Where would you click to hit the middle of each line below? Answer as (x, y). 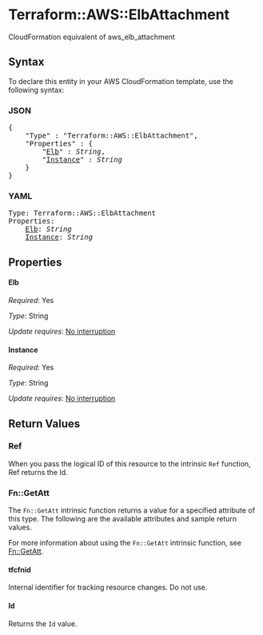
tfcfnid (20, 569)
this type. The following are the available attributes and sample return (123, 519)
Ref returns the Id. (38, 472)
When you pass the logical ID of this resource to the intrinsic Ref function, (130, 463)
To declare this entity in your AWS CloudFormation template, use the (121, 81)
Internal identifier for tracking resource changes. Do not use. (108, 587)
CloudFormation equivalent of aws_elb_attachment (92, 37)
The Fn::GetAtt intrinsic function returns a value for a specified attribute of (132, 510)
